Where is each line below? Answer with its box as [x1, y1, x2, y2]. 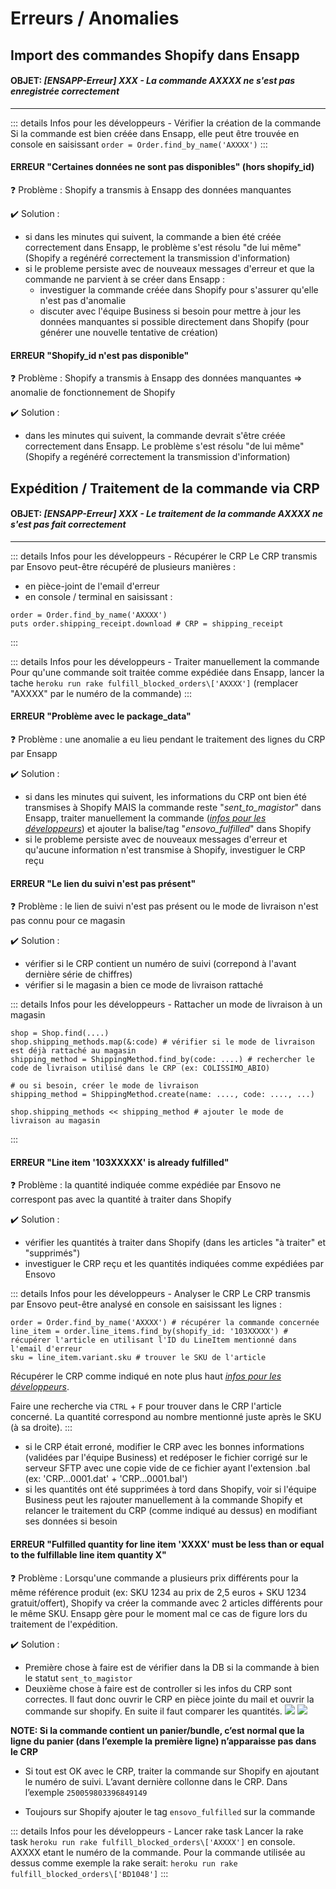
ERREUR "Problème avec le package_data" [10, 710, 192, 722]
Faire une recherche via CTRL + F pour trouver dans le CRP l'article [10, 1400, 282, 1412]
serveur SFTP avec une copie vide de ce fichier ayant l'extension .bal [24, 1462, 311, 1474]
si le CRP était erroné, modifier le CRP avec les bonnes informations [24, 1441, 305, 1453]
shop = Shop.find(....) [10, 1028, 110, 1039]
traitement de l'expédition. [10, 1618, 118, 1630]
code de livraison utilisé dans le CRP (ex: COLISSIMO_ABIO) [10, 1063, 271, 1074]
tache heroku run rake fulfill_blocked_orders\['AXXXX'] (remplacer [10, 677, 299, 689]
